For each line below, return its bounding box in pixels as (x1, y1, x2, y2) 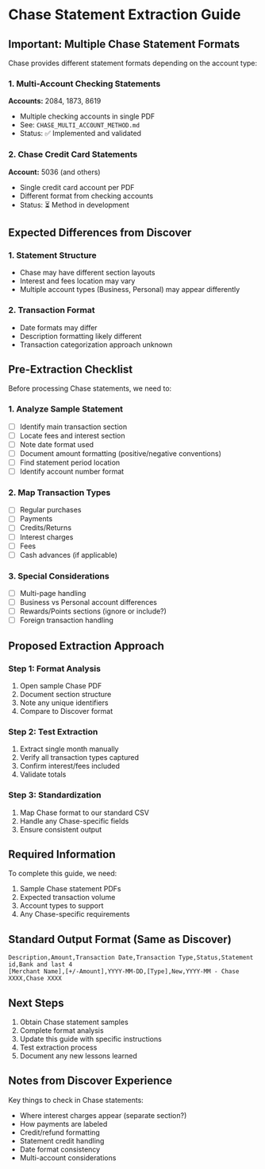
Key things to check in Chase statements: (8, 1095, 144, 1105)
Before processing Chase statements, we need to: (8, 384, 172, 393)
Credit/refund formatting (19, 1128, 101, 1137)
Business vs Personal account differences (19, 598, 157, 607)
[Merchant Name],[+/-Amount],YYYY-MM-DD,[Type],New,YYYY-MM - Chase (8, 968, 240, 976)
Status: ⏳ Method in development (19, 200, 129, 209)
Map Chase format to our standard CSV (19, 808, 149, 817)
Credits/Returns (19, 523, 72, 532)
